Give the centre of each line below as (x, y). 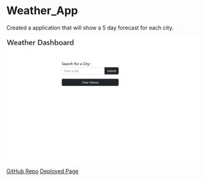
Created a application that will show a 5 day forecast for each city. (90, 28)
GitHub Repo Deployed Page (42, 171)
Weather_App (42, 11)
